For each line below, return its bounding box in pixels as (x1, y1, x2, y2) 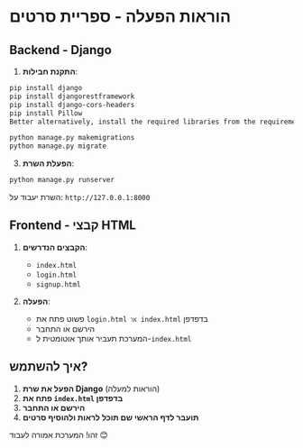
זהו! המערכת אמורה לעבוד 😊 (9, 429, 108, 440)
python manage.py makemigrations (9, 133, 135, 142)
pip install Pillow (9, 108, 83, 118)
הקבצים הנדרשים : (22, 242, 88, 252)
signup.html (35, 279, 81, 289)
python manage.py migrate (9, 142, 106, 151)
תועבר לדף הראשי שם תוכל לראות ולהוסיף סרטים (22, 412, 199, 423)
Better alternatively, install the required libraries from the (9, 117, 256, 126)
